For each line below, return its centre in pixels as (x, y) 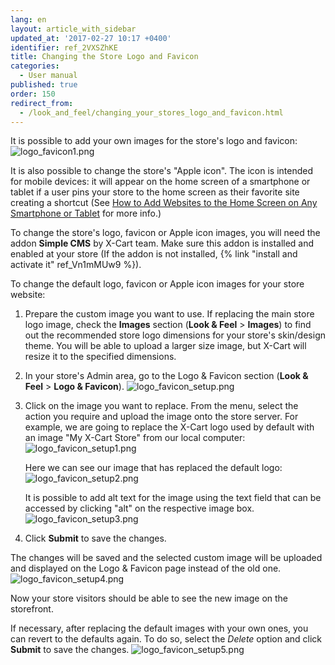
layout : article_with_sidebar (73, 29)
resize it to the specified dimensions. (100, 357)
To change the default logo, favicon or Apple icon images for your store (157, 284)
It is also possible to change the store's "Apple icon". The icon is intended (162, 171)
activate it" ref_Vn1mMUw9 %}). (76, 265)
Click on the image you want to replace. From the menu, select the (161, 406)
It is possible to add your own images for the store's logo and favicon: (154, 141)
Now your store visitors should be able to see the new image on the (149, 598)
